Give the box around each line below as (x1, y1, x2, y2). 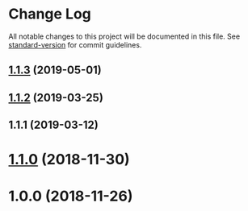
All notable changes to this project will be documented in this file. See (8, 31, 241, 41)
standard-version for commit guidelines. (8, 39, 142, 49)
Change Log (8, 5, 91, 23)
